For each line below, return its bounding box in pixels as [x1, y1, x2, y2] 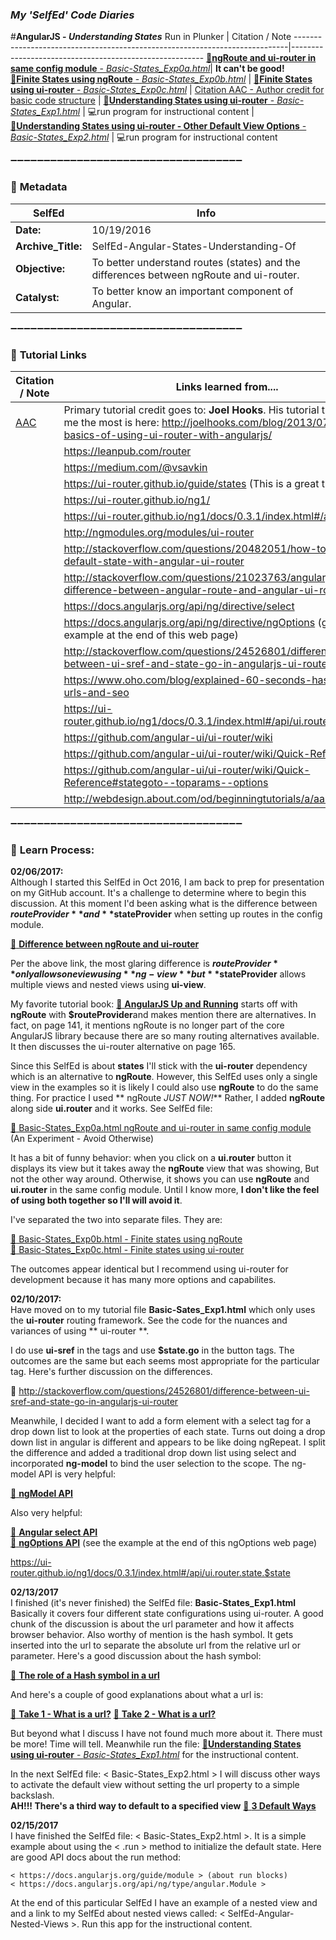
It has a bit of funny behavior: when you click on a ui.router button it [10, 1152, 292, 1164]
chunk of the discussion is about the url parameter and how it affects [10, 1618, 295, 1630]
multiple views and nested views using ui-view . [10, 979, 207, 991]
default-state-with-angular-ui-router [63, 554, 245, 568]
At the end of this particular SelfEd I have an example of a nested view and [10, 1897, 318, 1909]
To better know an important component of [91, 284, 294, 298]
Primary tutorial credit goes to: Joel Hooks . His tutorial [63, 403, 320, 417]
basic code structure [10, 94, 96, 107]
